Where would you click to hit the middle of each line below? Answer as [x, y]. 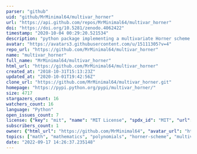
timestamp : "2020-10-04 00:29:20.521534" [57, 33]
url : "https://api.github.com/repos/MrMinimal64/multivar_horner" [89, 22]
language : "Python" [30, 109]
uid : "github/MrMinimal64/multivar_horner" [60, 17]
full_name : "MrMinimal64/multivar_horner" [59, 60]
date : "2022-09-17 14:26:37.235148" [51, 142]
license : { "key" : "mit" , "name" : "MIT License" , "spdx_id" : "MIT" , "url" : [99, 121]
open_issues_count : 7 [33, 115]
